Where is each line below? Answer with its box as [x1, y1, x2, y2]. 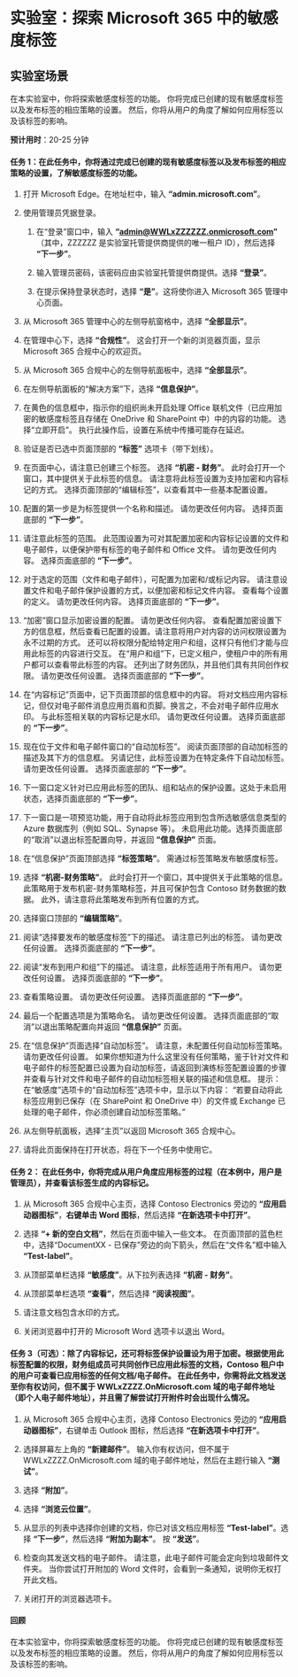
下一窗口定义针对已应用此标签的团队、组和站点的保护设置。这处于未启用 [22, 782, 287, 793]
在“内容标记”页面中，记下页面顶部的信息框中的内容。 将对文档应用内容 [22, 689, 281, 700]
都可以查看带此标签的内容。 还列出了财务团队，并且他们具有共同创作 [30, 659, 281, 670]
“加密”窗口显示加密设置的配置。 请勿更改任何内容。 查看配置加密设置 [22, 615, 275, 625]
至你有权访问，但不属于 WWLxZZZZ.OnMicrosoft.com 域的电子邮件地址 [10, 1381, 275, 1392]
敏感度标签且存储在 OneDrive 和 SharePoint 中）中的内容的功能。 [38, 414, 277, 424]
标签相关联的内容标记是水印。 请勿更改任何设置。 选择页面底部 [56, 711, 286, 722]
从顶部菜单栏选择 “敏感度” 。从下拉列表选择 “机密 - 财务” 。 [22, 1269, 238, 1280]
